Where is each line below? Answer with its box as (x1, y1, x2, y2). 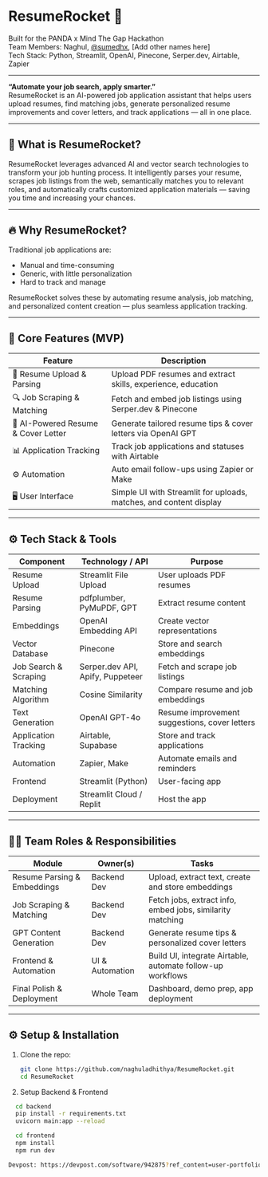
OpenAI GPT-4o (79, 712, 141, 723)
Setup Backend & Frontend (19, 1087, 108, 1096)
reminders (158, 763, 197, 774)
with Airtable (111, 451, 160, 462)
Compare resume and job (158, 684, 254, 695)
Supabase (79, 740, 118, 751)
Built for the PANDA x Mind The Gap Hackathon (8, 33, 164, 43)
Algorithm (12, 694, 49, 705)
